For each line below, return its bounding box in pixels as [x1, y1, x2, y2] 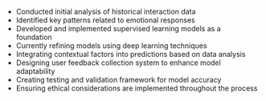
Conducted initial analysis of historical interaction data [15, 7, 196, 16]
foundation [15, 32, 52, 42]
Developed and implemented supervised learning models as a [15, 24, 221, 33]
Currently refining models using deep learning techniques [15, 41, 207, 50]
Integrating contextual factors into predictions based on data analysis [15, 50, 246, 59]
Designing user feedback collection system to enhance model [15, 58, 221, 67]
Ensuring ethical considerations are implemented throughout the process [15, 83, 258, 93]
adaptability [15, 67, 55, 75]
